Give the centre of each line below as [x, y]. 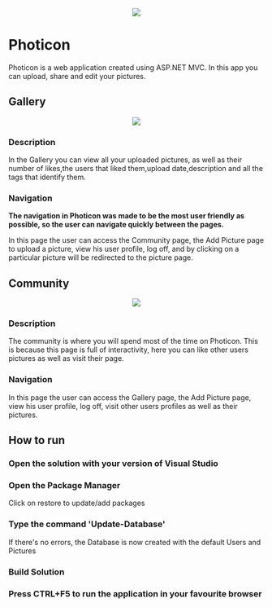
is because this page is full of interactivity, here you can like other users [129, 350]
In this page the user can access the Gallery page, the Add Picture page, [130, 397]
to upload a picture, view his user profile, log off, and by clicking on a [124, 249]
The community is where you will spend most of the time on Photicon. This [133, 341]
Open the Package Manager [65, 485]
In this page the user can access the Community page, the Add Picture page [136, 240]
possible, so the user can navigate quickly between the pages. [117, 225]
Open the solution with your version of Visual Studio [114, 464]
